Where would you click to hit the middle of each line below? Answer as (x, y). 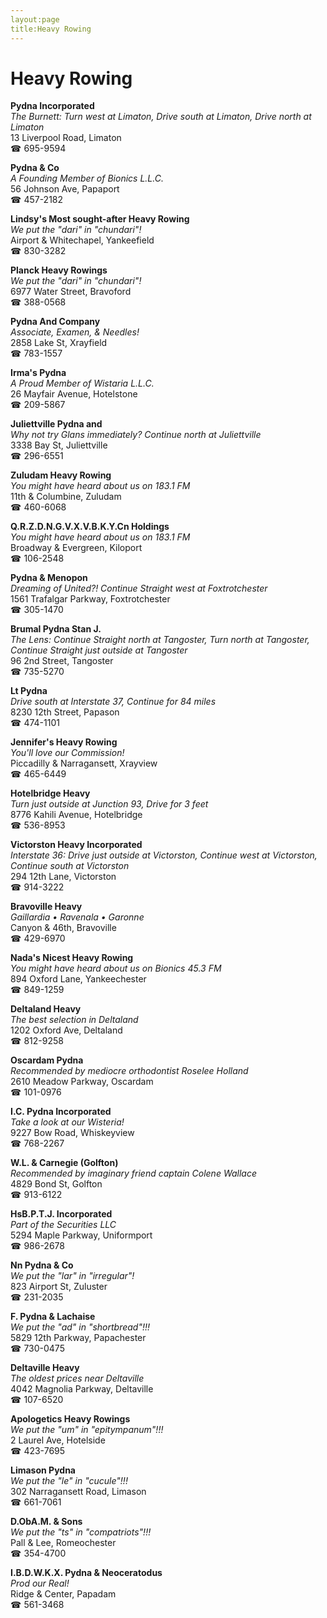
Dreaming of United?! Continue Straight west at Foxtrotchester (139, 588)
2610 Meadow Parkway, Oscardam (82, 1082)
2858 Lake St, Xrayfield (59, 343)
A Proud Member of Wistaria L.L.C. (82, 383)
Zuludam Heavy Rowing (61, 475)
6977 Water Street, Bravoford (71, 292)
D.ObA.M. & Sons (46, 1522)
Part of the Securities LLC (63, 1225)
